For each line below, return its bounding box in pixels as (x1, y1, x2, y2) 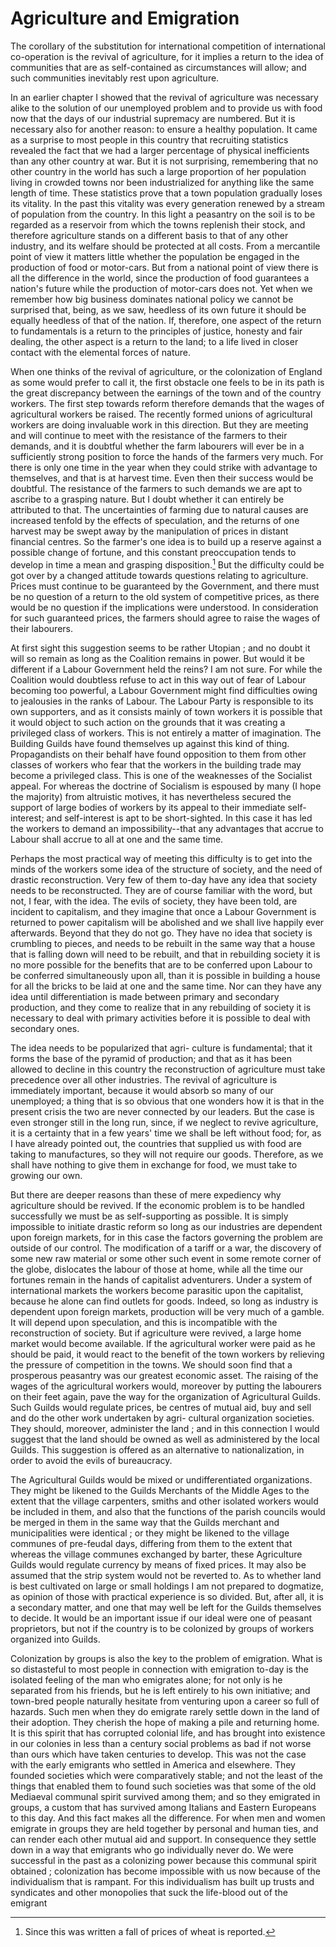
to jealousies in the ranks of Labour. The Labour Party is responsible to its (10, 695, 314, 707)
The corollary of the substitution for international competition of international (10, 40, 326, 52)
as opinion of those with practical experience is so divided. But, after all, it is (10, 1590, 324, 1602)
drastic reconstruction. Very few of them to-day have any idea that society (10, 873, 318, 886)
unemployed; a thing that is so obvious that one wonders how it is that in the (10, 1095, 325, 1107)
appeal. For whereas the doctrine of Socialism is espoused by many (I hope (10, 780, 322, 792)
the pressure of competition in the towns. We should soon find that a (10, 1358, 293, 1371)
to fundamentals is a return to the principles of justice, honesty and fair (10, 325, 303, 337)
